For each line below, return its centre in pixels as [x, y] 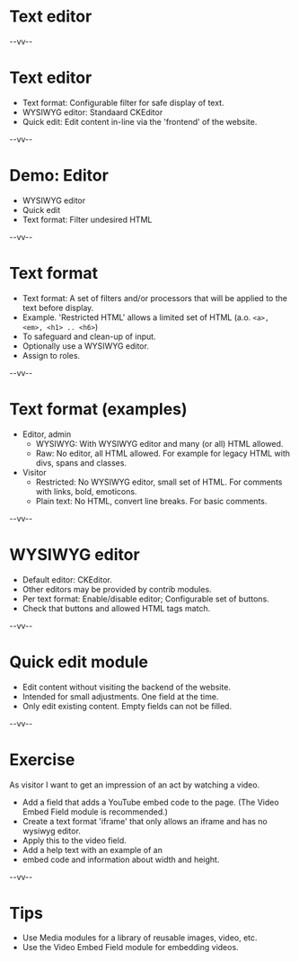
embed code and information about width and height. [121, 859]
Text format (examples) [98, 409]
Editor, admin [47, 434]
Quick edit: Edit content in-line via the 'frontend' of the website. [140, 121]
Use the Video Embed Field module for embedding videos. [131, 948]
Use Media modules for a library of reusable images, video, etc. [140, 938]
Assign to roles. [51, 355]
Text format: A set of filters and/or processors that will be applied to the [154, 298]
